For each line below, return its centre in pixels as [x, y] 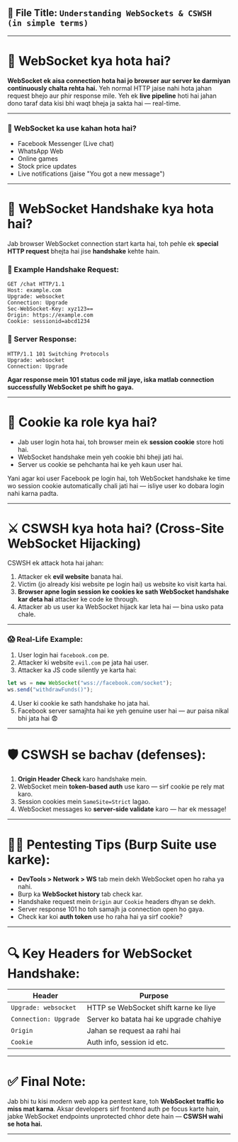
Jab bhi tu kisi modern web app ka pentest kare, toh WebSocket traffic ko [116, 1102]
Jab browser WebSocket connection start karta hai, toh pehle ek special [113, 243]
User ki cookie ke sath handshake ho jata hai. [84, 703]
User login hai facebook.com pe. [63, 655]
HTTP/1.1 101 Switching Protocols [58, 354]
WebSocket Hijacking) [74, 543]
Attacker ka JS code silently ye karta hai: [77, 669]
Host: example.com [34, 290]
